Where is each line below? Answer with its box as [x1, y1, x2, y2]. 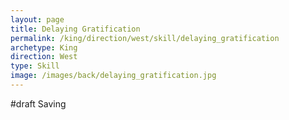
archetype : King [10, 42, 78, 53]
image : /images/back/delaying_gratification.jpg [10, 71, 217, 81]
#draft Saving [10, 97, 67, 110]
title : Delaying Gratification [10, 24, 141, 34]
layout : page [10, 14, 65, 25]
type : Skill [10, 61, 60, 71]
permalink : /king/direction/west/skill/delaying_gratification [10, 33, 280, 43]
